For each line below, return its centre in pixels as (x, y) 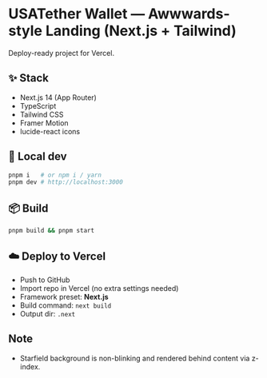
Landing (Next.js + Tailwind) (141, 31)
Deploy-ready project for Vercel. (61, 53)
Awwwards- (189, 14)
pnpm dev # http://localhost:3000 (66, 182)
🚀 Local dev (38, 157)
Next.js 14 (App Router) (58, 97)
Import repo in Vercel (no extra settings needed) (99, 288)
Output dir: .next (48, 313)
